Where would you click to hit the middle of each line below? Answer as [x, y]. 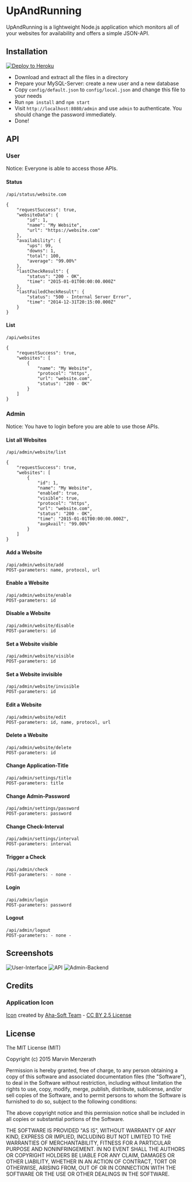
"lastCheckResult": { [43, 271]
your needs [28, 95]
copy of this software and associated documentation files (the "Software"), [96, 1077]
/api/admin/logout [28, 930]
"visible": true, [58, 498]
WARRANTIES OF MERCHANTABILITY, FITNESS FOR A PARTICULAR [88, 1143]
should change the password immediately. [65, 114]
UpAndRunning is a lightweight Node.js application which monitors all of [93, 27]
